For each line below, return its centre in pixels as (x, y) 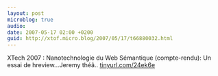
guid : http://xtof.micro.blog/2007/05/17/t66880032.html (90, 39)
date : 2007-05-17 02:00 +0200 (50, 32)
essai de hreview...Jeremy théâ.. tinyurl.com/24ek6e (81, 65)
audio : (16, 26)
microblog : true (30, 20)
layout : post (26, 13)
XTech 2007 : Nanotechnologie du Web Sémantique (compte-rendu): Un (109, 58)
